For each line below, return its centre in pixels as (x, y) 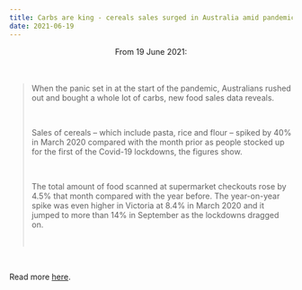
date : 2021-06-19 (42, 26)
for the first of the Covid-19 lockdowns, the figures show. (137, 151)
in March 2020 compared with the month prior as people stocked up (158, 142)
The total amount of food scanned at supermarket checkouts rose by (159, 186)
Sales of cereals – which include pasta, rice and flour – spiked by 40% (161, 132)
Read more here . (40, 277)
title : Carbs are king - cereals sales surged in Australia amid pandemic (152, 18)
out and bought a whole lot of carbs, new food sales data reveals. (153, 97)
